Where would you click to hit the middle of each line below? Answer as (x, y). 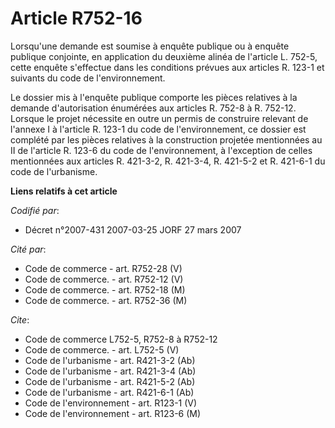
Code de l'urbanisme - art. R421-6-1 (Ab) (109, 392)
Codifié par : (35, 210)
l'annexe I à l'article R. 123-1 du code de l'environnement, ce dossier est (158, 129)
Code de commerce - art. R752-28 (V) (103, 268)
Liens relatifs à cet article (64, 191)
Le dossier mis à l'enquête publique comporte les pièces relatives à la (154, 97)
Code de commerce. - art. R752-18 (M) (105, 289)
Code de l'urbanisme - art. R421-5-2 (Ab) (110, 381)
